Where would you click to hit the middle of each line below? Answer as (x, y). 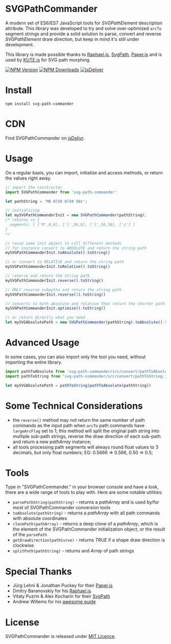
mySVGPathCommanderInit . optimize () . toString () (55, 308)
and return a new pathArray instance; (52, 442)
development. (20, 44)
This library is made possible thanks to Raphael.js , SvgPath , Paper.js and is (84, 54)
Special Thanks (39, 572)
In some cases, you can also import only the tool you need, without (76, 357)
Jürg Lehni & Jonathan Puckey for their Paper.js (63, 586)
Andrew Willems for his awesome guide (54, 602)
